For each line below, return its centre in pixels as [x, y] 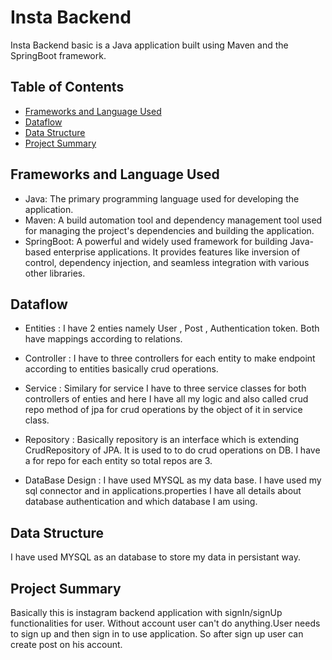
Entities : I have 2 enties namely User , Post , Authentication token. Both [172, 328]
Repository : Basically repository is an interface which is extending [162, 440]
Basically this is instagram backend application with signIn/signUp [146, 612]
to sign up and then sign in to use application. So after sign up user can [157, 634]
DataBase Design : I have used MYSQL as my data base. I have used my [173, 480]
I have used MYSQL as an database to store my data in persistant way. [155, 557]
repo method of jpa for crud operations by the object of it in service [163, 410]
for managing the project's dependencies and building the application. [169, 230]
